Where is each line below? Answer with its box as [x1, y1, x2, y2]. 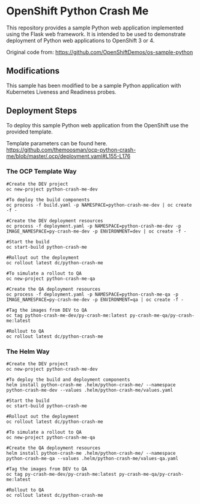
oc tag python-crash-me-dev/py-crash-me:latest [6, 312, 128, 318]
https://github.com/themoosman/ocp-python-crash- [6, 146, 136, 153]
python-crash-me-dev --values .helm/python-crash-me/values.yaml [6, 387, 173, 393]
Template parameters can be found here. [6, 139, 108, 147]
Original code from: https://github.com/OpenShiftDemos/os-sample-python [6, 48, 193, 55]
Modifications [6, 66, 60, 76]
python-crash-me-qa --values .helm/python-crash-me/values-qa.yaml [6, 455, 179, 462]
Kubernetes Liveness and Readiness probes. [6, 88, 117, 96]
